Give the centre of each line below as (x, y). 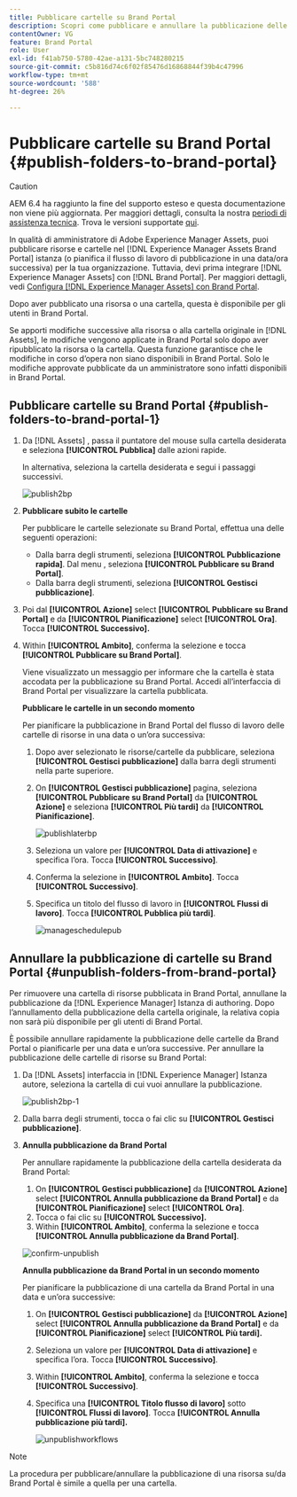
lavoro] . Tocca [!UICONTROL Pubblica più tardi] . (125, 913)
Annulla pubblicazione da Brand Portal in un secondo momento (141, 1271)
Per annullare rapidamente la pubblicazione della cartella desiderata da (152, 1163)
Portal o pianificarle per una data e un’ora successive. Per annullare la (137, 1049)
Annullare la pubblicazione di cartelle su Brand (141, 958)
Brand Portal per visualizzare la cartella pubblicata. (115, 691)
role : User (29, 51)
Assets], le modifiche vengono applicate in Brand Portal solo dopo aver (139, 340)
